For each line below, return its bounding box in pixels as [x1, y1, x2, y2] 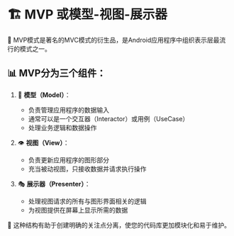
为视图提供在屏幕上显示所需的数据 [28, 206, 128, 214]
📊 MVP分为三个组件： [7, 67, 106, 79]
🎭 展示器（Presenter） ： [17, 179, 91, 188]
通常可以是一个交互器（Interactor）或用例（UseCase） [28, 114, 189, 123]
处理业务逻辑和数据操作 [28, 123, 97, 132]
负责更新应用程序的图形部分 [28, 155, 110, 164]
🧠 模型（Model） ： [17, 90, 71, 99]
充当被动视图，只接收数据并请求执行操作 [28, 164, 147, 173]
